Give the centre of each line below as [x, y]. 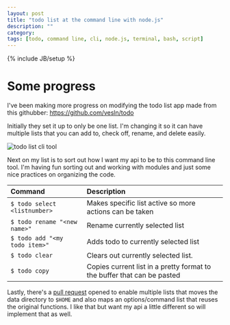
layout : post [26, 13]
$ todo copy [30, 271]
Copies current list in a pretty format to [149, 267]
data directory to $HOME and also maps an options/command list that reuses [113, 300]
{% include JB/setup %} [41, 58]
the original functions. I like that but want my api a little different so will [106, 307]
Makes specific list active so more [141, 203]
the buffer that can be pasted [133, 276]
